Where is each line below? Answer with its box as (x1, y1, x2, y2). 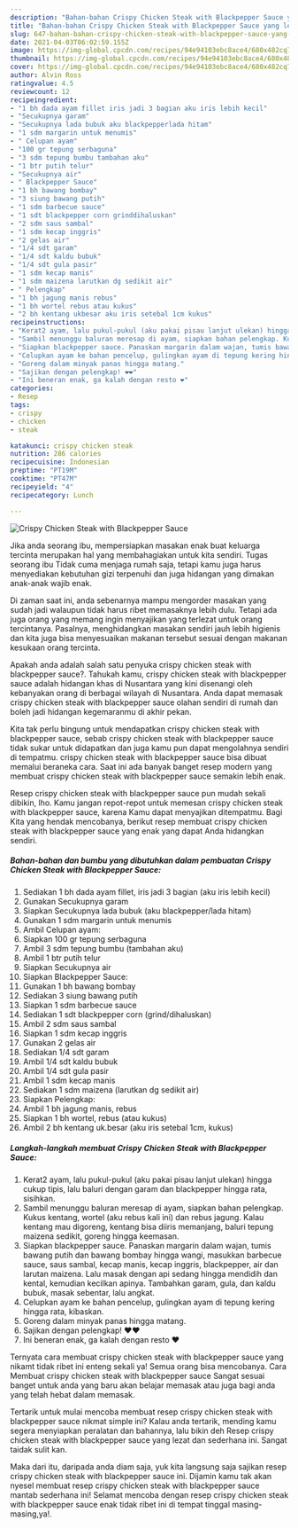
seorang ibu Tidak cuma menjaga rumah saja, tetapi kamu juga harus (10, 559, 262, 569)
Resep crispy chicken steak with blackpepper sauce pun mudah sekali (10, 788, 266, 798)
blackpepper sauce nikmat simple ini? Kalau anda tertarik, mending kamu (10, 1416, 277, 1427)
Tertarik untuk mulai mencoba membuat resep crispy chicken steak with (10, 1407, 273, 1417)
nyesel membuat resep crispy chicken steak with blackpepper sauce (10, 1480, 260, 1491)
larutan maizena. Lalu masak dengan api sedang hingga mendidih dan (22, 1269, 278, 1280)
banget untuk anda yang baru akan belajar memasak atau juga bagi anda (10, 1380, 276, 1391)
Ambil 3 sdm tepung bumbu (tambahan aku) (22, 944, 184, 954)
